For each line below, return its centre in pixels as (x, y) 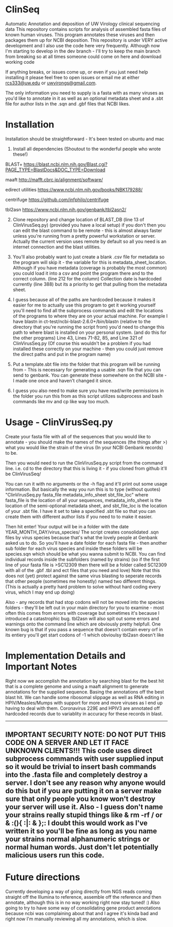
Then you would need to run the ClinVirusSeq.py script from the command (84, 463)
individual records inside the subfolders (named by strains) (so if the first (83, 559)
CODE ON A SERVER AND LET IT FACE (67, 743)
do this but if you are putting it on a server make (84, 791)
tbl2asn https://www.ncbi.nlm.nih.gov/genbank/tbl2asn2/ (66, 209)
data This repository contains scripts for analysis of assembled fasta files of (86, 29)
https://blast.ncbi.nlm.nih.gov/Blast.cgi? (65, 164)
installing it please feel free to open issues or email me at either (73, 77)
